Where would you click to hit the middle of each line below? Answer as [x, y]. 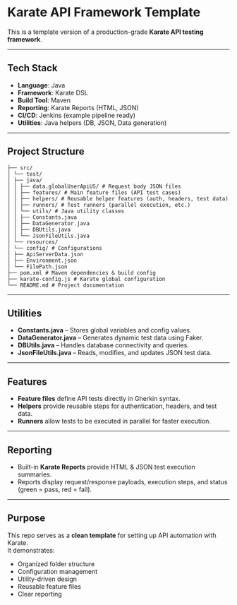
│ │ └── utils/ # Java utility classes [66, 211]
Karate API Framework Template [104, 12]
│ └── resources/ [33, 242]
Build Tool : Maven [44, 100]
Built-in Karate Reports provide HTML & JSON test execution [107, 467]
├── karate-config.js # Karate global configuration [86, 279]
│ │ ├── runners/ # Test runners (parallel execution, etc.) [99, 205]
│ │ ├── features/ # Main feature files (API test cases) [94, 192]
